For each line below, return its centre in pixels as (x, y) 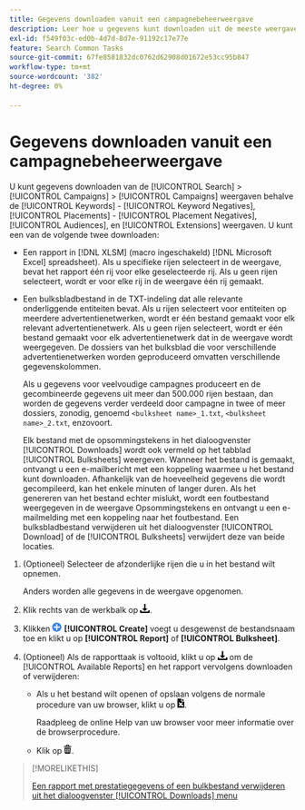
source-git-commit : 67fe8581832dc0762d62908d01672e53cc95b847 (129, 58)
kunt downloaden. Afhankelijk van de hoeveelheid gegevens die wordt (154, 479)
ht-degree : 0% (36, 86)
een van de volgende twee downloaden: (84, 234)
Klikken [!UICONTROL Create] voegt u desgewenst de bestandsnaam (159, 628)
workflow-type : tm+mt (50, 67)
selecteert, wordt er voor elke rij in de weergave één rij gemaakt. (143, 281)
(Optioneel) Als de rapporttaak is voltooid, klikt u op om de (138, 657)
